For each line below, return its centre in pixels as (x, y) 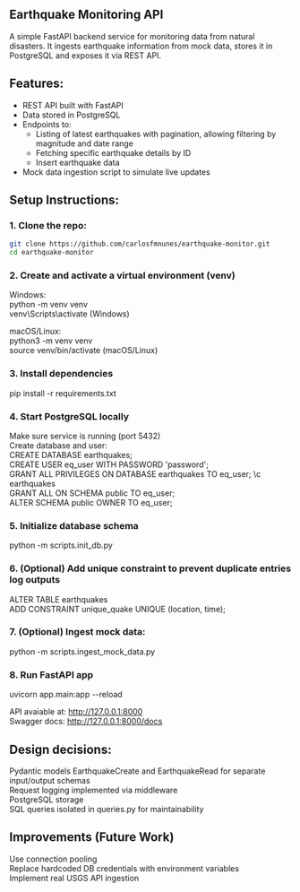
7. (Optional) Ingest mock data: (77, 632)
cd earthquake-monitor (51, 253)
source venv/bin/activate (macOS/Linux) (84, 351)
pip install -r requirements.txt (63, 393)
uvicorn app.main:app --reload (66, 695)
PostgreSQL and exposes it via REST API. (86, 55)
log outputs (35, 580)
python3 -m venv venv (51, 341)
